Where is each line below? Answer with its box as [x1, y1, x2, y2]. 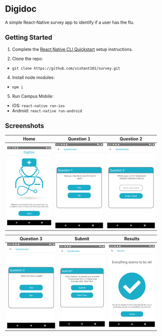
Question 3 [19, 236, 42, 242]
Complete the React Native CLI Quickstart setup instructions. [12, 46, 133, 52]
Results [124, 236, 140, 242]
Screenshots [5, 122, 44, 130]
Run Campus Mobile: [12, 93, 54, 99]
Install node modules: [12, 74, 55, 80]
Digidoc [5, 3, 37, 15]
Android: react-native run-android [12, 107, 82, 113]
